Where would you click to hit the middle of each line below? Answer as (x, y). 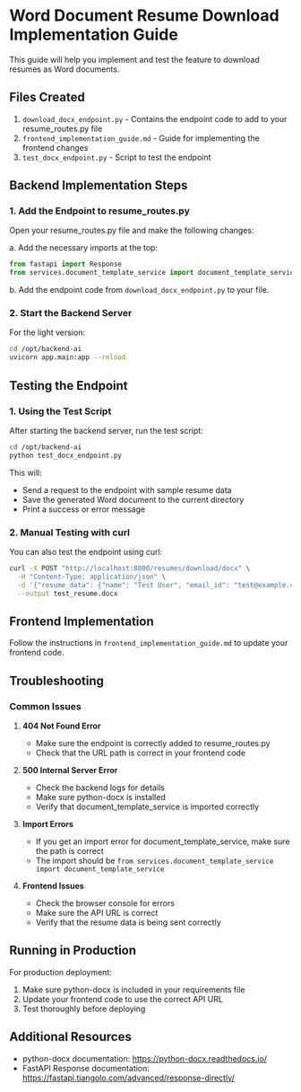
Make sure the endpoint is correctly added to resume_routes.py (153, 743)
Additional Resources (70, 1037)
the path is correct (70, 850)
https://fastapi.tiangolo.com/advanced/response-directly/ (128, 1078)
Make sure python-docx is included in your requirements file (133, 990)
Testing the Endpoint (69, 386)
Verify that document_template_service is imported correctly (147, 806)
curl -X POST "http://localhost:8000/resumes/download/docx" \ (130, 568)
